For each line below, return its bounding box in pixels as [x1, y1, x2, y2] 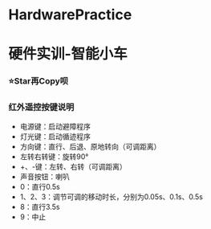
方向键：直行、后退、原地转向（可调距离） [19, 141, 161, 151]
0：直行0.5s [19, 182, 60, 191]
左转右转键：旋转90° [19, 151, 89, 162]
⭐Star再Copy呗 [8, 76, 69, 87]
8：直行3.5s [19, 202, 60, 211]
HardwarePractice [8, 6, 132, 24]
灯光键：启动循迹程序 [19, 131, 91, 141]
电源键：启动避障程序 [19, 121, 91, 131]
